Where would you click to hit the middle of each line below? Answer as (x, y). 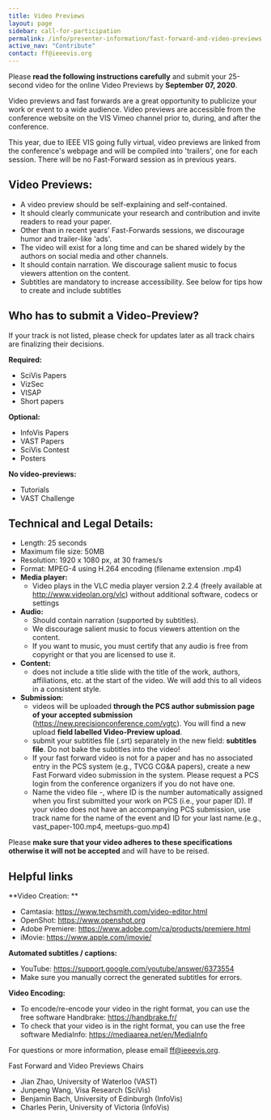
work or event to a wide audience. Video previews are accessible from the (132, 109)
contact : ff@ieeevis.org (50, 53)
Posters (33, 458)
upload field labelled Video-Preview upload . (107, 732)
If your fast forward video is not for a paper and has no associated (142, 758)
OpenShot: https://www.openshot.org (83, 920)
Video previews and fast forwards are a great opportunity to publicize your (133, 101)
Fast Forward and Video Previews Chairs (76, 1066)
